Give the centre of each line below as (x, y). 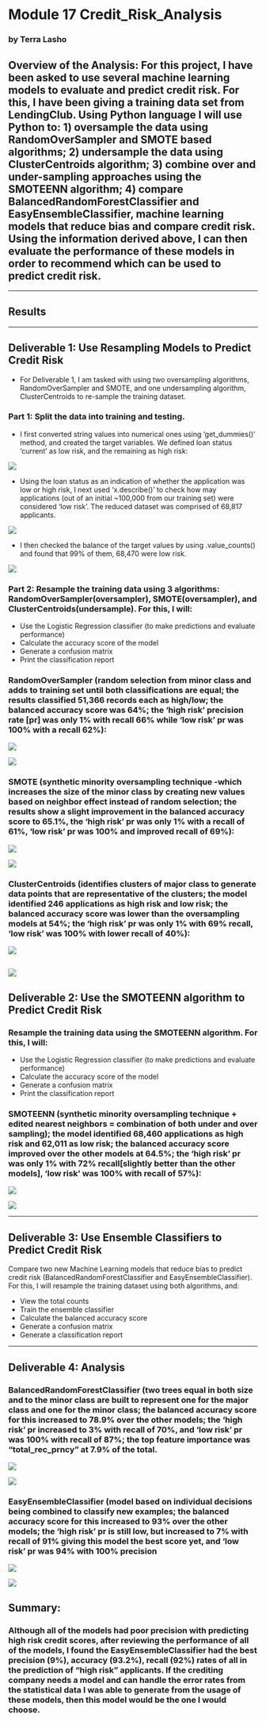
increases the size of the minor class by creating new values (127, 792)
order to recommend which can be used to (115, 263)
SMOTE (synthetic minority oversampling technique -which (125, 782)
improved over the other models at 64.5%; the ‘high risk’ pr (125, 1154)
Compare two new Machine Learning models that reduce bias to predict (125, 1269)
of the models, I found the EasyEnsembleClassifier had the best (133, 1650)
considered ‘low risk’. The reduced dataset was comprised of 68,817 (131, 506)
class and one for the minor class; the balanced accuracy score (133, 1409)
